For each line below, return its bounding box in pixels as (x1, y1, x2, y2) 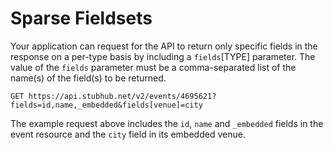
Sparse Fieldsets (10, 7, 153, 30)
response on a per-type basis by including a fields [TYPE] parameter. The (10, 50, 316, 62)
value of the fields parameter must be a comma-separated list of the (10, 61, 297, 73)
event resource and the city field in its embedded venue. (10, 128, 246, 140)
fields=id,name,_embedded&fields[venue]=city (10, 100, 203, 110)
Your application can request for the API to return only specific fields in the (10, 40, 318, 52)
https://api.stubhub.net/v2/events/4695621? (28, 91, 217, 101)
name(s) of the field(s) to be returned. (10, 72, 167, 84)
